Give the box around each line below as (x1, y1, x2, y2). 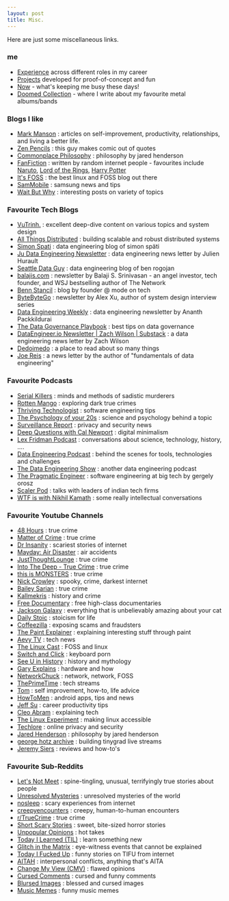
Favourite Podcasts (7, 376, 73, 386)
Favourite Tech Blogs (7, 205, 79, 214)
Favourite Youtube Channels (7, 510, 104, 520)
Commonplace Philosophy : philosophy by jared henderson (16, 151, 184, 160)
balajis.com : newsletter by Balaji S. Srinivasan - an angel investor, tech (16, 271, 217, 280)
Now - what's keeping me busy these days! (16, 82, 139, 90)
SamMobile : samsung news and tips (16, 181, 121, 189)
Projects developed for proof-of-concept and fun (16, 75, 156, 83)
